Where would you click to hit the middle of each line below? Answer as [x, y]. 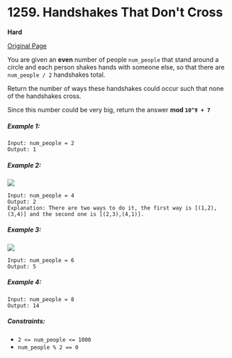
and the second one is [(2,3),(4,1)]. [87, 214]
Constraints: [26, 321]
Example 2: [24, 165]
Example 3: [24, 230]
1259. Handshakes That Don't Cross [115, 12]
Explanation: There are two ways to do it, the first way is [100, 208]
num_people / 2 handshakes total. [56, 75]
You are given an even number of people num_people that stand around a [113, 59]
